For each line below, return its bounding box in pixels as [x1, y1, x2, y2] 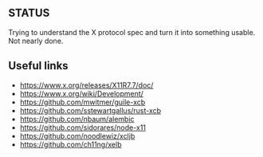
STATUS [8, 6, 50, 20]
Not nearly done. [8, 36, 64, 45]
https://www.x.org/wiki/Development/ [19, 88, 143, 98]
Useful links [8, 59, 69, 73]
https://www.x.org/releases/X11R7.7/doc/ [19, 80, 154, 90]
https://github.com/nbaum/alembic [19, 114, 135, 124]
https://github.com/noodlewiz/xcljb [19, 131, 135, 140]
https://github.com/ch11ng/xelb [19, 139, 122, 149]
